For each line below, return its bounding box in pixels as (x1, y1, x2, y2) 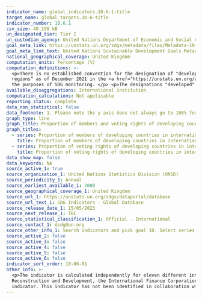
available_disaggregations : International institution (6, 87, 147, 93)
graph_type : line (6, 115, 50, 121)
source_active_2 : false (6, 233, 66, 239)
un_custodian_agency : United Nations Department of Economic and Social (6, 37, 192, 43)
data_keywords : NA (6, 160, 52, 166)
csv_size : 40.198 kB (6, 25, 58, 32)
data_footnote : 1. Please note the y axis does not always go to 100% (6, 110, 187, 116)
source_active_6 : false (6, 256, 66, 262)
